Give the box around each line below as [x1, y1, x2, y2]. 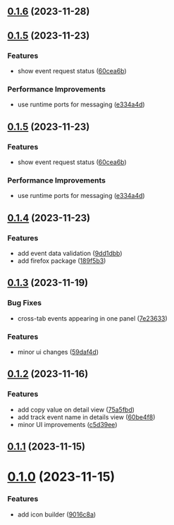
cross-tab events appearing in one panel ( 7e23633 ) [17, 314, 168, 323]
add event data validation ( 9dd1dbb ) [17, 249, 123, 258]
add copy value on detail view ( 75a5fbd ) [17, 405, 135, 414]
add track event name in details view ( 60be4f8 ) [17, 412, 156, 421]
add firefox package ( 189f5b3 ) [17, 257, 106, 265]
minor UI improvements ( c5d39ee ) [17, 420, 118, 428]
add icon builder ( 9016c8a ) [17, 510, 97, 519]
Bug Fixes [7, 298, 42, 308]
